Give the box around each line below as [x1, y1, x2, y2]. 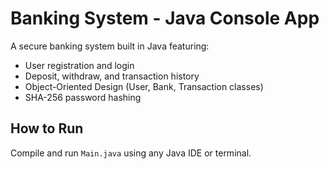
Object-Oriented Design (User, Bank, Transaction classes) [24, 80, 264, 92]
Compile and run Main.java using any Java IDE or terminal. [10, 147, 252, 159]
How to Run [10, 120, 84, 137]
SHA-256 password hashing [24, 91, 142, 103]
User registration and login [24, 59, 135, 71]
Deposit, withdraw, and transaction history [24, 70, 200, 82]
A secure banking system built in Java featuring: [10, 40, 210, 52]
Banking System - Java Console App [10, 7, 320, 30]
